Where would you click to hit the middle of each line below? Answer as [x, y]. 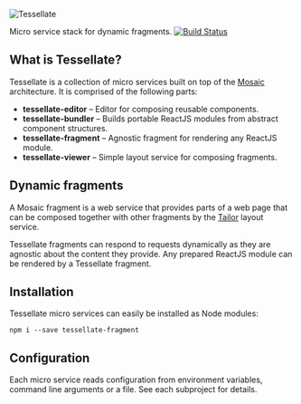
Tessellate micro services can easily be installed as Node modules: [134, 313]
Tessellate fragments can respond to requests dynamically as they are [140, 244]
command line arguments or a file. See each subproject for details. [133, 390]
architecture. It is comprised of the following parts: [103, 91]
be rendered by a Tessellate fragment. [80, 264]
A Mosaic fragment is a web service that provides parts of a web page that [148, 207]
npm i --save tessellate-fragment [75, 331]
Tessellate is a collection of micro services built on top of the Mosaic [137, 82]
